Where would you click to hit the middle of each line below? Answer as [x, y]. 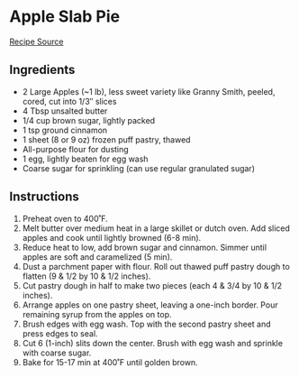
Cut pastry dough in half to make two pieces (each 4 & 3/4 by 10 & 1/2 [152, 285]
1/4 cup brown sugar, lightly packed [89, 120]
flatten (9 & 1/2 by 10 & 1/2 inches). [86, 276]
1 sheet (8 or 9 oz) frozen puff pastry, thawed [106, 139]
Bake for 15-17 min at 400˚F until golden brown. [110, 362]
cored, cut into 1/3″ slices [69, 101]
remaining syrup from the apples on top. [97, 314]
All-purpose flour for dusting [75, 149]
